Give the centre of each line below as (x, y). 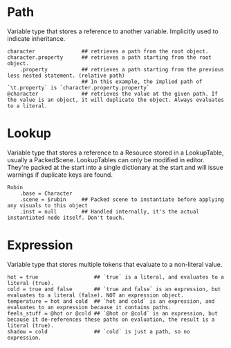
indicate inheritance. (36, 38)
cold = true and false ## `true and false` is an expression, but (114, 289)
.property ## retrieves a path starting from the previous (122, 69)
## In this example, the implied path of (142, 81)
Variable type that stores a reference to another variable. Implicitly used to (113, 31)
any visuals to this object (48, 205)
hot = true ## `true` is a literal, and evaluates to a (116, 277)
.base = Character (46, 193)
